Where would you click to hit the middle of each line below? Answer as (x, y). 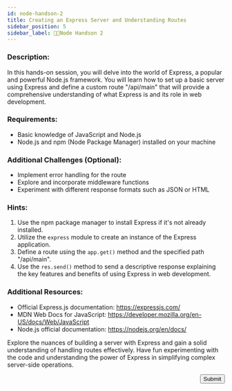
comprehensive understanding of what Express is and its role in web (105, 94)
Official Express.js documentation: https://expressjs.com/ (99, 307)
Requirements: (32, 120)
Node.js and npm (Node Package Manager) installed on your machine (116, 142)
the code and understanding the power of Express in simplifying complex (111, 357)
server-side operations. (40, 365)
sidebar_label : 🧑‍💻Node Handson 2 (55, 33)
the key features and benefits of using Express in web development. (114, 274)
